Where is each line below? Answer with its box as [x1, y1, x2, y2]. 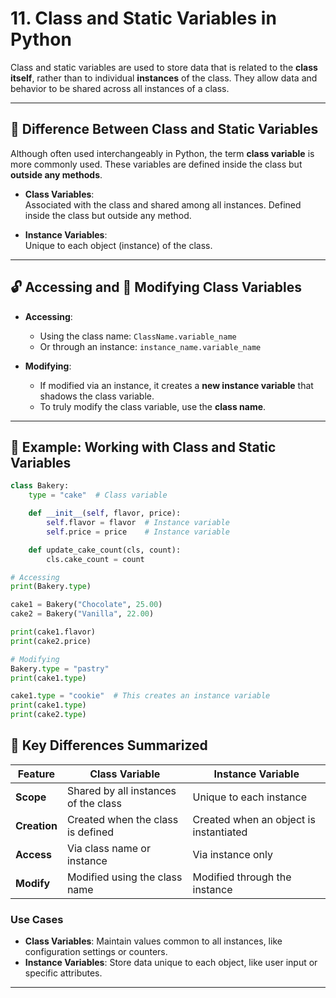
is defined [66, 825, 115, 839]
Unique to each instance [192, 790, 307, 804]
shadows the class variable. [39, 390, 155, 402]
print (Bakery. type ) [10, 582, 92, 592]
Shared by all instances [66, 783, 177, 797]
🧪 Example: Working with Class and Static [10, 438, 277, 456]
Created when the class [66, 812, 179, 826]
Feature [17, 767, 56, 781]
